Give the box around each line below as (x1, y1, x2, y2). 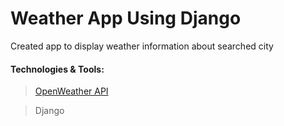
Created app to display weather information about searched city (10, 40, 274, 52)
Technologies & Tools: (10, 63, 105, 75)
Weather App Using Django (10, 7, 242, 30)
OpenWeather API (34, 85, 109, 97)
